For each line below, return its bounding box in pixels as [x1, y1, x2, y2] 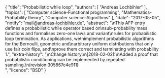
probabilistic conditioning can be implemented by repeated [5, 57, 125, 62]
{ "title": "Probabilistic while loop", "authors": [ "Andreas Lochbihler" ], [5, 4, 147, 10]
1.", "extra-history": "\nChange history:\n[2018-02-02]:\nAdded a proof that [5, 51, 158, 57]
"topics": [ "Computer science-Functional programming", [5, 9, 121, 15]
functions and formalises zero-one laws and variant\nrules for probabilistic [5, 31, 157, 36]
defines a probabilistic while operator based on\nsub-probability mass [5, 25, 148, 31]
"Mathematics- [121, 9, 152, 15]
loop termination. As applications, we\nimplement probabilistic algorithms [5, 36, 154, 41]
